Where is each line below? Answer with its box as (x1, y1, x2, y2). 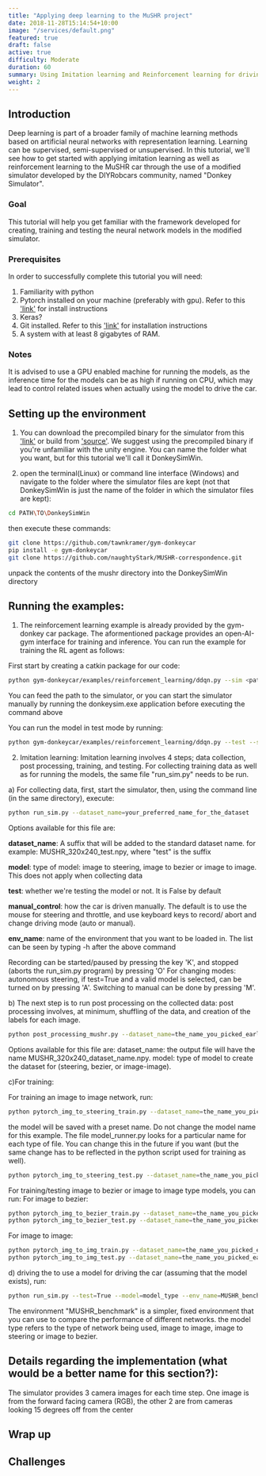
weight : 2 (8, 78, 41, 86)
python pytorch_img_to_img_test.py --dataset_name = (8, 1254, 182, 1262)
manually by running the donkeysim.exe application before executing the (8, 699, 245, 709)
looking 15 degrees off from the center (8, 1405, 134, 1414)
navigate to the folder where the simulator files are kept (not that (19, 477, 230, 486)
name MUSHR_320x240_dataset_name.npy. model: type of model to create (8, 1053, 253, 1063)
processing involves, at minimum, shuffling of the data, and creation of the (8, 1006, 251, 1016)
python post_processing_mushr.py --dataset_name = (8, 1030, 176, 1038)
